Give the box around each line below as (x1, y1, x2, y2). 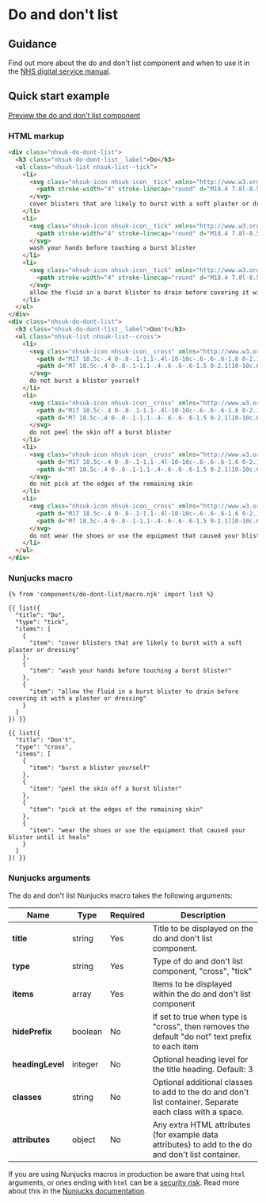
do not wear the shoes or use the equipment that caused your (28, 531, 239, 540)
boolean (71, 1025, 103, 1036)
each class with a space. (152, 1106, 244, 1117)
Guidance (8, 37, 57, 51)
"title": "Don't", (15, 736, 77, 745)
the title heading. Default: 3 (152, 1063, 253, 1075)
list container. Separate (152, 1096, 239, 1107)
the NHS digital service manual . (8, 67, 111, 76)
